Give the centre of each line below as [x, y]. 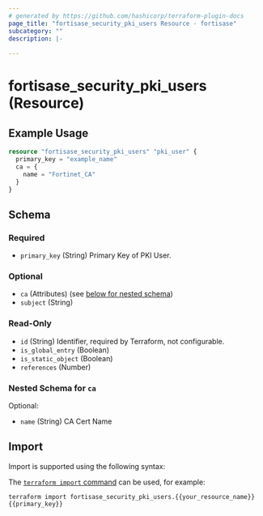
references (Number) [55, 367]
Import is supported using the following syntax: [87, 466]
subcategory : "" [36, 31]
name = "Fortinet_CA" [59, 174]
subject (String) [47, 303]
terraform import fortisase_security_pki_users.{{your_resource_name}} [131, 497]
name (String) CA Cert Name [66, 421]
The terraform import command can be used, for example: [107, 482]
